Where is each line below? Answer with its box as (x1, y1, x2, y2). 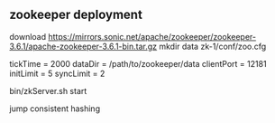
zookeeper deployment (9, 7, 142, 23)
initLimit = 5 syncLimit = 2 (9, 68, 105, 79)
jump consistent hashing (9, 103, 101, 114)
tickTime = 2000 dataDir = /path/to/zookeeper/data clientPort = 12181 (9, 58, 268, 69)
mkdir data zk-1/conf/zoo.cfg (159, 41, 267, 52)
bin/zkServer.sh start (9, 85, 87, 96)
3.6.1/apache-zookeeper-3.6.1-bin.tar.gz (9, 41, 158, 52)
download (9, 31, 47, 42)
